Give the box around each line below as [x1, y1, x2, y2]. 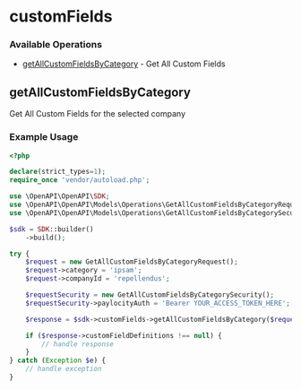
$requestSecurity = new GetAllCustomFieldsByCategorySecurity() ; [25, 290, 275, 299]
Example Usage [9, 131, 79, 143]
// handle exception [25, 365, 102, 374]
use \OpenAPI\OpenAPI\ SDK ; [9, 192, 110, 201]
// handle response [41, 339, 115, 349]
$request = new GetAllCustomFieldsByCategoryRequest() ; [25, 257, 239, 266]
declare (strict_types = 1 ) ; [9, 168, 106, 177]
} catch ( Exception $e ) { [9, 356, 106, 365]
